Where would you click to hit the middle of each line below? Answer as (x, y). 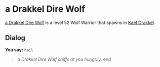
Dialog (15, 38)
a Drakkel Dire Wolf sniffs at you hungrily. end (64, 59)
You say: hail (19, 49)
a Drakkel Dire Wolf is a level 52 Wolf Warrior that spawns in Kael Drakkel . (80, 22)
